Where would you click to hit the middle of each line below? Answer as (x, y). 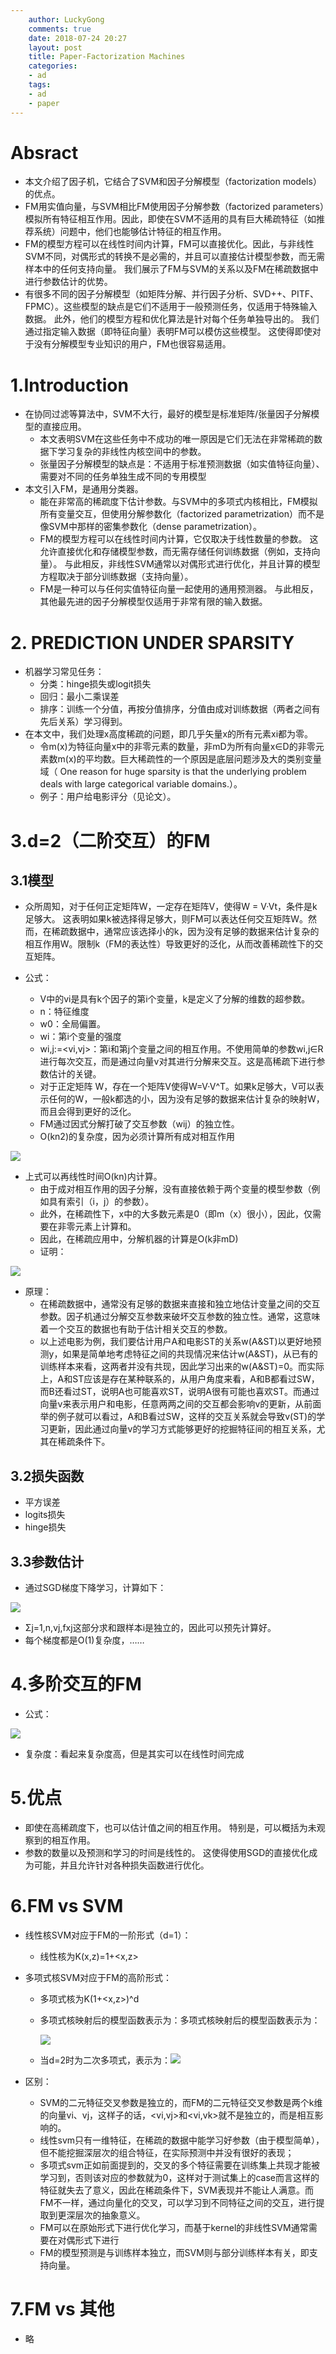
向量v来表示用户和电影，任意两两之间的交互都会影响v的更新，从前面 (180, 1404)
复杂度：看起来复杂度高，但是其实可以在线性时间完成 (134, 1753)
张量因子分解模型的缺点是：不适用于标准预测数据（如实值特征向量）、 (182, 464)
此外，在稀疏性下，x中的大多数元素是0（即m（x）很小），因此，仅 (176, 1214)
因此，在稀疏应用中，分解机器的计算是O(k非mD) (139, 1239)
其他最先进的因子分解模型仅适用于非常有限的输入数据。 (153, 602)
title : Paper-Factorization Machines (107, 57)
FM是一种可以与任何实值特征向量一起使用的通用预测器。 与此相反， (179, 589)
